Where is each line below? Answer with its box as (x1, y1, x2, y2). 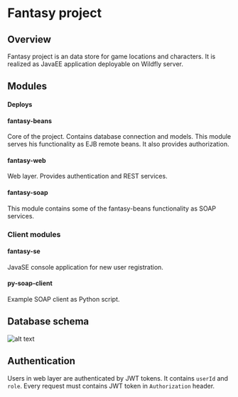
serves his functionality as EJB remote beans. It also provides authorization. (7, 140, 229, 149)
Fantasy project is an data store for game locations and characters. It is (7, 52, 216, 60)
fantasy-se (7, 247, 40, 255)
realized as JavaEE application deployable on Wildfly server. (7, 60, 183, 68)
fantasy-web (7, 156, 46, 164)
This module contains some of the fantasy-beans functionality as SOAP (7, 204, 217, 213)
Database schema (7, 315, 90, 328)
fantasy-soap (7, 188, 48, 196)
